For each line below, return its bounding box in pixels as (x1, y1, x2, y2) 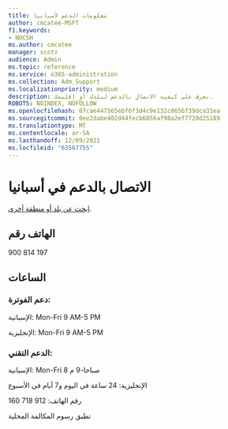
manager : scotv (8, 48, 58, 56)
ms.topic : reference (8, 63, 77, 71)
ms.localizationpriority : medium (8, 85, 118, 93)
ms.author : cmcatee (8, 41, 73, 49)
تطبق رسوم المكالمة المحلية (8, 412, 92, 421)
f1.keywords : (8, 26, 51, 34)
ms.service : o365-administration (8, 70, 118, 78)
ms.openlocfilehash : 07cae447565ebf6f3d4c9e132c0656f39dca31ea (8, 107, 221, 115)
